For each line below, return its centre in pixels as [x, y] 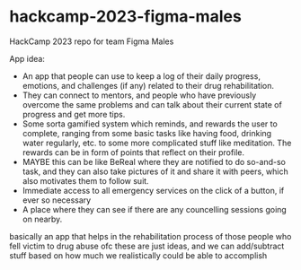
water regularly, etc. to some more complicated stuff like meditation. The [157, 143]
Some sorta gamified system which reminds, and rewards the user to [150, 124]
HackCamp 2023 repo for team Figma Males [92, 41]
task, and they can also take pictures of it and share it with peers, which [155, 171]
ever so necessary [57, 200]
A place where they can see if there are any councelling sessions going [155, 209]
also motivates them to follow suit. [86, 180]
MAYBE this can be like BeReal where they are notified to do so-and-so [154, 161]
